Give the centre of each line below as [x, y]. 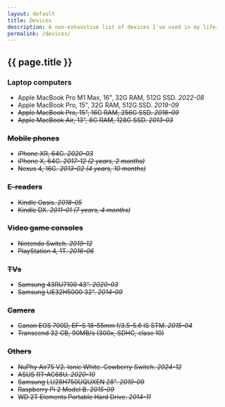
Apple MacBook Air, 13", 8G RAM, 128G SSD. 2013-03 [95, 120]
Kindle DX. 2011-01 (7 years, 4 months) [74, 209]
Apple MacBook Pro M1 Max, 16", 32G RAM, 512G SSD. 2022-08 [111, 97]
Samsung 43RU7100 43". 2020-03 [68, 285]
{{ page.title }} [40, 62]
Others [19, 351]
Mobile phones [34, 138]
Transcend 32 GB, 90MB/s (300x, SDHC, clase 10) [91, 333]
